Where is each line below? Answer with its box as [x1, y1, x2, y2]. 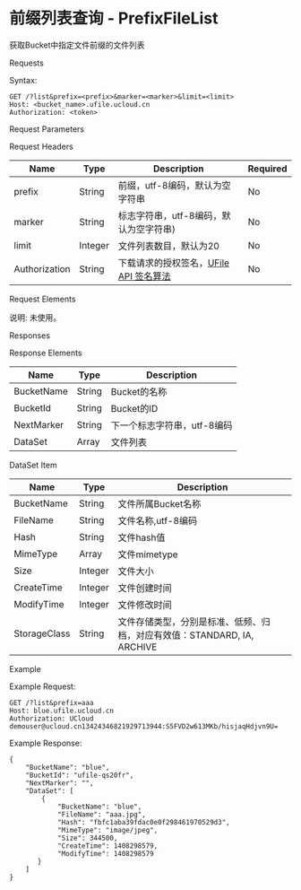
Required [247, 162, 288, 175]
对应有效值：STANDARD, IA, [135, 629, 254, 641]
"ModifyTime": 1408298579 [56, 849, 154, 858]
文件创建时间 [117, 581, 172, 594]
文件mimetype [117, 548, 178, 561]
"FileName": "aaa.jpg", [56, 809, 146, 819]
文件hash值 [117, 531, 166, 544]
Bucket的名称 [110, 385, 168, 397]
